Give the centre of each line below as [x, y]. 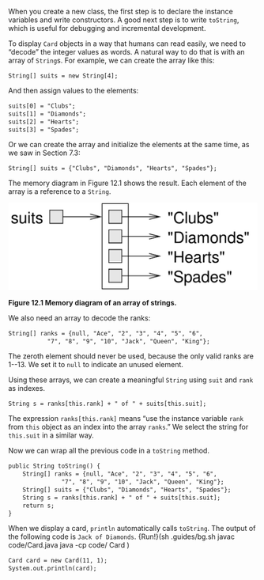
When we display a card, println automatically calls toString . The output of [132, 528]
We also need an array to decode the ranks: [79, 318]
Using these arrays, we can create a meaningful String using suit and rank [131, 380]
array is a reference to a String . [60, 191]
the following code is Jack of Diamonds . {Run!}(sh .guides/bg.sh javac [122, 536]
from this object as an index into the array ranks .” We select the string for [128, 426]
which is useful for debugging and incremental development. [107, 28]
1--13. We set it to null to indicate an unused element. [96, 364]
